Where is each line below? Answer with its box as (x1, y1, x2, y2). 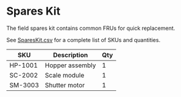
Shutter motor (45, 81, 85, 89)
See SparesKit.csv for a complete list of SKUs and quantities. (6, 36, 161, 43)
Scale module (45, 71, 85, 79)
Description (53, 51, 88, 59)
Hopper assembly (45, 61, 96, 70)
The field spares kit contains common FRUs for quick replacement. (6, 24, 175, 32)
